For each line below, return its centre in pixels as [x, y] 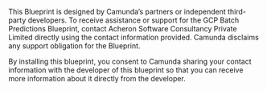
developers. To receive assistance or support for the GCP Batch [133, 20]
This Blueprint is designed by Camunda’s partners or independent [117, 12]
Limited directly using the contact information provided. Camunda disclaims [133, 37]
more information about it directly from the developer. [97, 79]
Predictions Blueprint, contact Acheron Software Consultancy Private [123, 29]
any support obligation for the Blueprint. [74, 46]
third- [237, 12]
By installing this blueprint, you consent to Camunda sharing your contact [130, 61]
